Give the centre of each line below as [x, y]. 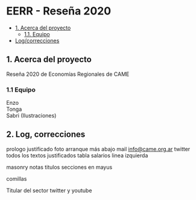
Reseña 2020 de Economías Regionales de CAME [68, 74]
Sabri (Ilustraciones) [31, 116]
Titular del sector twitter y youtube [49, 190]
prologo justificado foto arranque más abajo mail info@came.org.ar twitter [98, 149]
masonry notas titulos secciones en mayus [59, 167]
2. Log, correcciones [46, 135]
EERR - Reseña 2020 [59, 11]
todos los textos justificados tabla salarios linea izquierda [77, 155]
